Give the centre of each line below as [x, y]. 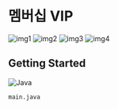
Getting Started [47, 64]
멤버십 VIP [41, 16]
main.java [25, 97]
